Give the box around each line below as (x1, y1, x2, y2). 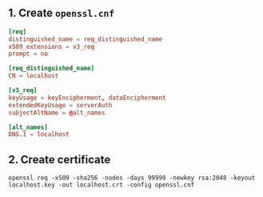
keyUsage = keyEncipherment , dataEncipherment (8, 94, 166, 102)
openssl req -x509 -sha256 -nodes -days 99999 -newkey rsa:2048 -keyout (8, 174, 256, 183)
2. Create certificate (8, 152, 111, 167)
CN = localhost (8, 72, 59, 80)
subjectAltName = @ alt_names (8, 108, 106, 117)
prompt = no (8, 50, 48, 58)
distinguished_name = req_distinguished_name (8, 35, 162, 43)
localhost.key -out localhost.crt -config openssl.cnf (8, 181, 195, 189)
